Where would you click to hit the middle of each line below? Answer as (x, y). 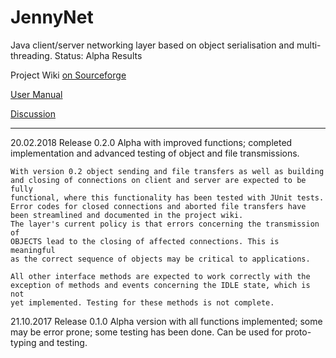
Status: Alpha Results (98, 55)
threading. (31, 55)
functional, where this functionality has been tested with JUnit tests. (167, 197)
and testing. (63, 342)
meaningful (33, 250)
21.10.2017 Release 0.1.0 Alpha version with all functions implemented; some (166, 321)
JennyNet (52, 17)
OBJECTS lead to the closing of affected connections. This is (145, 241)
